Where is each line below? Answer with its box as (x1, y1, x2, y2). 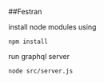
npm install (8, 38, 48, 45)
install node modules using (8, 22, 97, 31)
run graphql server (8, 52, 70, 61)
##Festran (8, 7, 42, 16)
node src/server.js (8, 67, 74, 75)
